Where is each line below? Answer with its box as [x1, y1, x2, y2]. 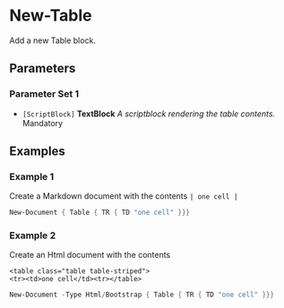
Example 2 [9, 229, 56, 242]
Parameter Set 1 [9, 88, 79, 100]
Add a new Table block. [9, 35, 97, 46]
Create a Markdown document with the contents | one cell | [9, 191, 238, 201]
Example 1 [9, 170, 55, 183]
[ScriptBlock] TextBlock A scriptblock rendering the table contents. [22, 108, 276, 119]
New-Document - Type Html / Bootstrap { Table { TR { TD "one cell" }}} [9, 290, 275, 300]
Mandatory [22, 117, 64, 128]
